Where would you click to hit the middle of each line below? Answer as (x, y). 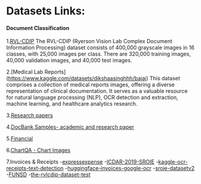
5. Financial (19, 138)
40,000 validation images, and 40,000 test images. (69, 61)
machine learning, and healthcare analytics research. (72, 104)
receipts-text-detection (35, 168)
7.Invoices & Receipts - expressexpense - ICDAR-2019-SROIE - (82, 162)
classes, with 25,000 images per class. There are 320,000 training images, (98, 54)
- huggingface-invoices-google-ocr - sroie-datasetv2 (130, 168)
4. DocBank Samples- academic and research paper (70, 127)
